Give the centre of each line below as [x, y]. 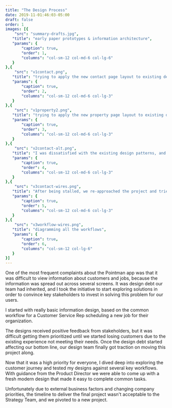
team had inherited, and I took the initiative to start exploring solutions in [81, 289]
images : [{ [17, 29]
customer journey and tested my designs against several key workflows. [81, 368]
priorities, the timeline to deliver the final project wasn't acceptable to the [82, 394]
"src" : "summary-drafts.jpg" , [47, 34]
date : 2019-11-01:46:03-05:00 [38, 15]
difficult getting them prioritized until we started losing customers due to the [85, 336]
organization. [19, 321]
